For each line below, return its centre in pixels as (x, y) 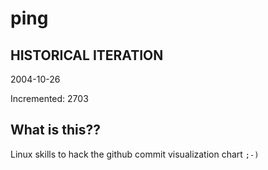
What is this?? (55, 130)
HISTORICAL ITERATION (87, 55)
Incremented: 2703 (49, 98)
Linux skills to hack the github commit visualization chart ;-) (135, 154)
